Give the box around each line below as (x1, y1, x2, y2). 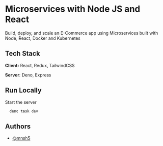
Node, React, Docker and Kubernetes (5, 35, 81, 41)
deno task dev (9, 109, 38, 114)
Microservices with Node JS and (5, 3, 141, 15)
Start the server (5, 99, 37, 105)
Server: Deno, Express (5, 72, 52, 78)
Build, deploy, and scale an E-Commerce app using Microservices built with (5, 30, 158, 36)
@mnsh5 (12, 135, 30, 141)
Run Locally (5, 86, 42, 95)
